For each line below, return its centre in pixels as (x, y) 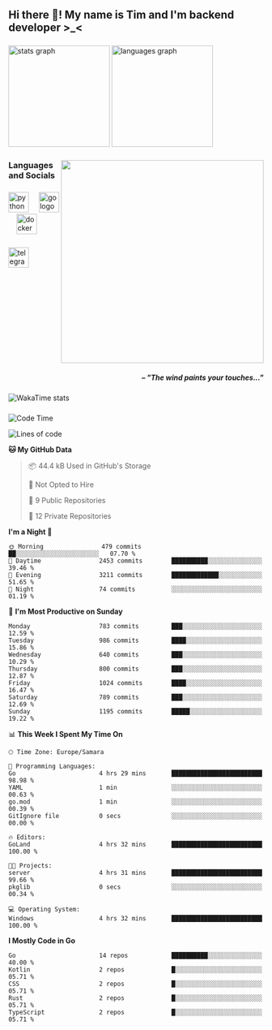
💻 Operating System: (45, 910)
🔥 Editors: (27, 838)
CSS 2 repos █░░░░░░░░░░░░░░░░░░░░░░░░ (136, 984)
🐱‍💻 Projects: (30, 866)
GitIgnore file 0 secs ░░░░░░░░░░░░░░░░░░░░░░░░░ (136, 817)
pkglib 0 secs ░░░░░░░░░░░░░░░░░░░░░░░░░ (136, 887)
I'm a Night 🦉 (30, 532)
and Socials (32, 175)
